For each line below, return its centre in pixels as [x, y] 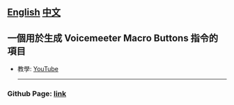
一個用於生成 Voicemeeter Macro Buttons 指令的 [113, 38]
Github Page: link [37, 94]
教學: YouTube [38, 69]
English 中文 [34, 12]
